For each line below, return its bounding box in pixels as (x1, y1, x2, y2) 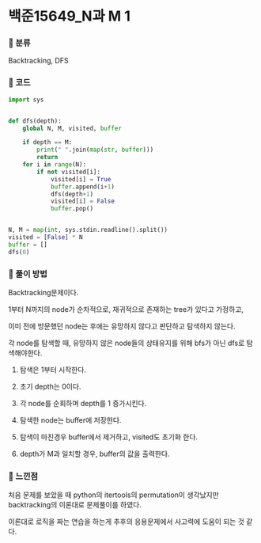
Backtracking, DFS (8, 56, 69, 66)
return (36, 154, 59, 161)
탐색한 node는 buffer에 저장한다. (19, 415, 122, 424)
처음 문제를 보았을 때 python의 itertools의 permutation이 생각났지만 (8, 490, 219, 499)
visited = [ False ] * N (8, 234, 83, 241)
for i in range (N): (22, 161, 87, 169)
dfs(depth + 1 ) (50, 190, 93, 198)
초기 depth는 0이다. (19, 382, 81, 391)
